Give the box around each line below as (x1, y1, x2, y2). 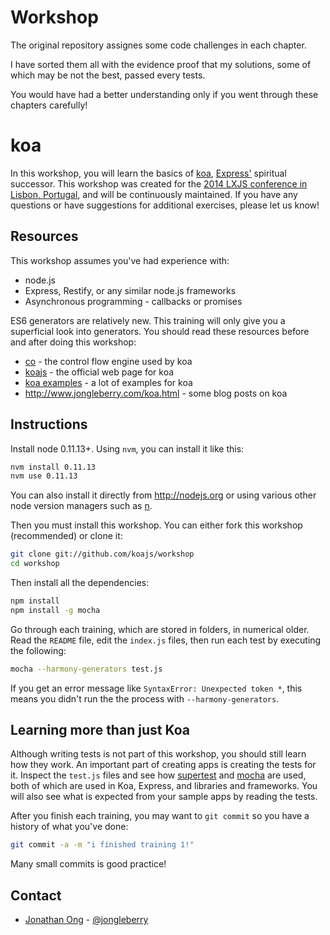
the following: (10, 644, 67, 656)
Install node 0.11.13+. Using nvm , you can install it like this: (10, 442, 245, 455)
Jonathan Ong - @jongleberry (24, 914, 149, 926)
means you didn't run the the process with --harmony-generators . (10, 692, 280, 705)
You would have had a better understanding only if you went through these (10, 88, 319, 100)
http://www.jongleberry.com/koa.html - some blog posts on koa (24, 387, 288, 399)
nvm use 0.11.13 (10, 471, 78, 481)
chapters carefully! (10, 99, 88, 111)
